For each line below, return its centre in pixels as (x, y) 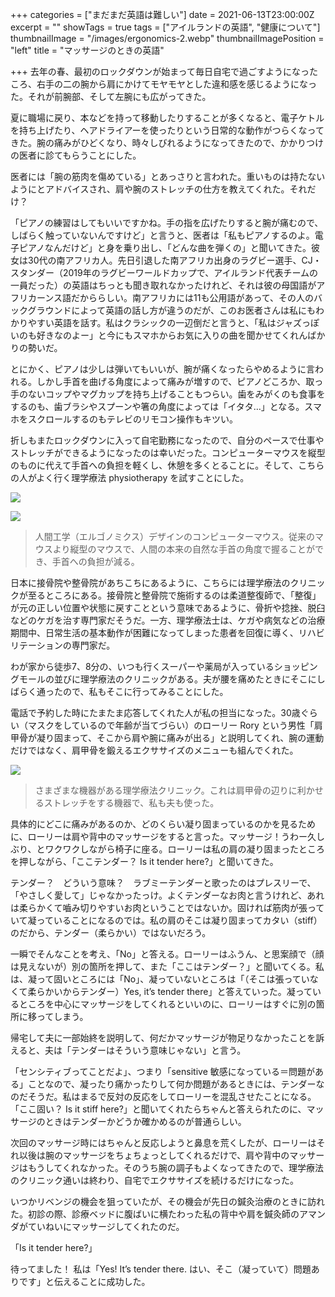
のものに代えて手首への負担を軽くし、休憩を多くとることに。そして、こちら (167, 465)
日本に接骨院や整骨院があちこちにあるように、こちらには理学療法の (150, 582)
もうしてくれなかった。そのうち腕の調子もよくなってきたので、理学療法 (176, 1167)
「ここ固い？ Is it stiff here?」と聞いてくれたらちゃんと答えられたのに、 (158, 1109)
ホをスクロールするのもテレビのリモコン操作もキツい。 (124, 419)
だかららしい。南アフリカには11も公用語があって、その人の (193, 297)
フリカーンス (36, 297)
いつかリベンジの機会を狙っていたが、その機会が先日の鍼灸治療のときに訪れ (168, 1201)
